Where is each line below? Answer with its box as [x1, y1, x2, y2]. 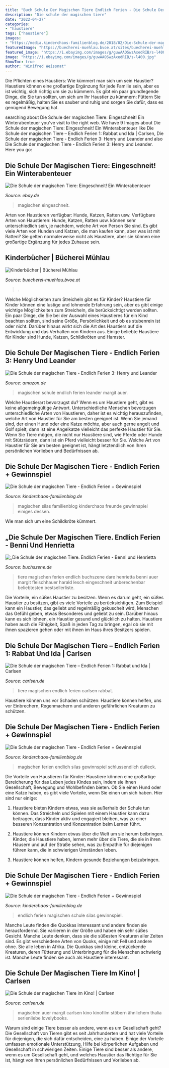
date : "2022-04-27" [5, 17, 46, 22]
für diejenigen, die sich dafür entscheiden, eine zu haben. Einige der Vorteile [5, 1036, 164, 1042]
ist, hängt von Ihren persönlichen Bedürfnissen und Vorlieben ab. [5, 1057, 140, 1063]
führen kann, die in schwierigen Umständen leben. [12, 847, 117, 853]
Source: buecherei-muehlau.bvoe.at [5, 277, 80, 283]
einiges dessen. [17, 509, 51, 515]
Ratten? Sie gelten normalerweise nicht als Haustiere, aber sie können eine [5, 233, 160, 239]
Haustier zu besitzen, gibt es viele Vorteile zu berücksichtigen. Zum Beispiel [5, 600, 162, 606]
